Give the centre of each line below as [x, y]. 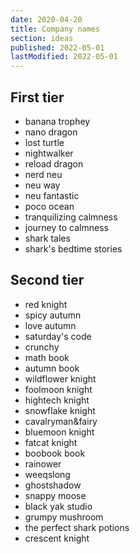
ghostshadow [53, 485]
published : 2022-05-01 [57, 47]
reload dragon [54, 163]
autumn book [52, 368]
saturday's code [58, 336]
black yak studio [58, 506]
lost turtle [44, 142]
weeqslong [47, 474]
